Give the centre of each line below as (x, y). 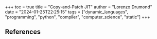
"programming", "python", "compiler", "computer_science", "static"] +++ (78, 17)
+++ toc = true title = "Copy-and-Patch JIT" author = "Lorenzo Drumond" (78, 7)
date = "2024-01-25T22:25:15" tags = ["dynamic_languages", (67, 12)
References (23, 32)
